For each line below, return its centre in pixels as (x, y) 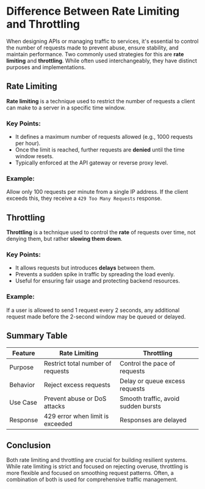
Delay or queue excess (153, 381)
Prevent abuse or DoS (75, 399)
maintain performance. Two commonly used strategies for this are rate (95, 54)
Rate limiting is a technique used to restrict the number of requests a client (101, 101)
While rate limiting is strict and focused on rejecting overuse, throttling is (97, 466)
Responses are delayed (153, 420)
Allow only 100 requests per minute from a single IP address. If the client (97, 192)
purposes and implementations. (46, 67)
